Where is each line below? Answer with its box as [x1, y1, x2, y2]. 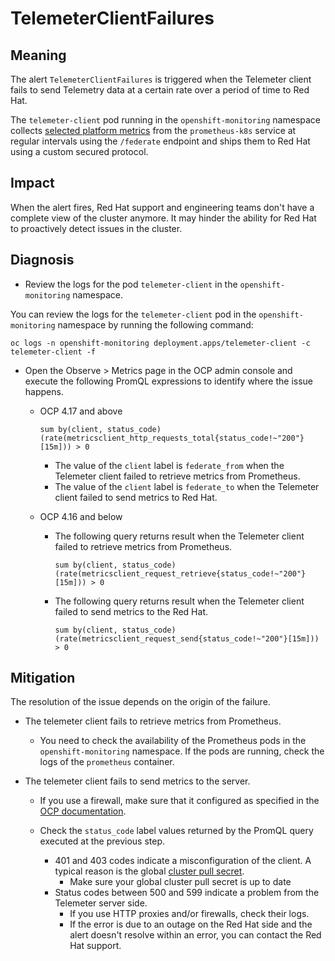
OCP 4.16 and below [39, 510, 123, 522]
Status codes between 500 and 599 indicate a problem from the [54, 887, 320, 899]
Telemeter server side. [54, 897, 148, 909]
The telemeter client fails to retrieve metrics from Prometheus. [24, 715, 282, 727]
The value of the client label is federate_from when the [54, 459, 285, 471]
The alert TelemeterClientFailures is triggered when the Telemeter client [10, 73, 312, 85]
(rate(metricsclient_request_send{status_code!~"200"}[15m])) [54, 633, 320, 644]
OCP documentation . [39, 805, 127, 817]
